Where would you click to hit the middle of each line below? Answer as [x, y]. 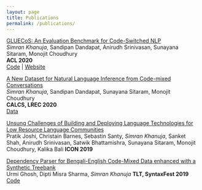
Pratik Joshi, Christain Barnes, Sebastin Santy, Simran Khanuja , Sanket [96, 136]
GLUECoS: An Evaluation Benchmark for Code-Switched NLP [84, 41]
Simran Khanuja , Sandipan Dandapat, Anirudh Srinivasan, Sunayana [93, 47]
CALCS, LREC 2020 [32, 105]
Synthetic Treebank [31, 168]
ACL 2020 [19, 60]
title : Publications [33, 18]
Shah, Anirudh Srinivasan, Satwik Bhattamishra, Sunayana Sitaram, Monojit [101, 143]
